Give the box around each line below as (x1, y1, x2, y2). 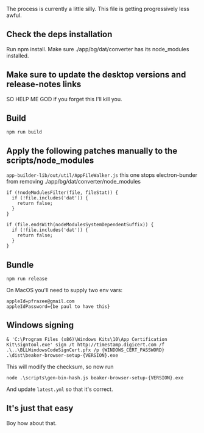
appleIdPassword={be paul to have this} (6, 304, 111, 310)
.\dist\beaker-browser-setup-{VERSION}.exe (6, 352, 119, 359)
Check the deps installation (6, 29, 113, 40)
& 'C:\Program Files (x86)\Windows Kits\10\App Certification (6, 336, 167, 342)
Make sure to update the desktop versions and (6, 70, 186, 80)
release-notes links (6, 79, 82, 90)
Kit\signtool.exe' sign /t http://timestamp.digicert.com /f (6, 342, 165, 348)
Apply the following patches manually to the (6, 146, 178, 156)
